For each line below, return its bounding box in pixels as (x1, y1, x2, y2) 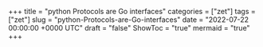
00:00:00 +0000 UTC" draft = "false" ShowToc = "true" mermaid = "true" (8, 23, 250, 32)
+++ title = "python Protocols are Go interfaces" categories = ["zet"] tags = (8, 7, 257, 16)
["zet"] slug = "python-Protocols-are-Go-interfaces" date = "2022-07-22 (8, 15, 249, 24)
